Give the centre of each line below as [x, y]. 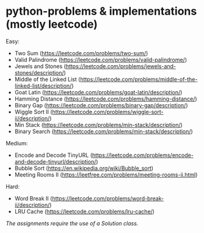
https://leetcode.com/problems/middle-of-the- [139, 79]
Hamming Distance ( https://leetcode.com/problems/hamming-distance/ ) [106, 99]
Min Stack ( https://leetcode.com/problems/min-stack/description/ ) [98, 124]
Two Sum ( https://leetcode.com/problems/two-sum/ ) [81, 53]
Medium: [17, 143]
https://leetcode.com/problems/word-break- [108, 198]
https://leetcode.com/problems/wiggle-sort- [108, 112]
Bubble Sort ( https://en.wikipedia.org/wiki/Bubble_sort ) [84, 168]
